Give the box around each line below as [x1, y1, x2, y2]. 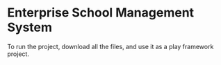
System [7, 19, 53, 35]
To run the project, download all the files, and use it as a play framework [7, 42, 214, 50]
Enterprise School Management [7, 5, 195, 21]
